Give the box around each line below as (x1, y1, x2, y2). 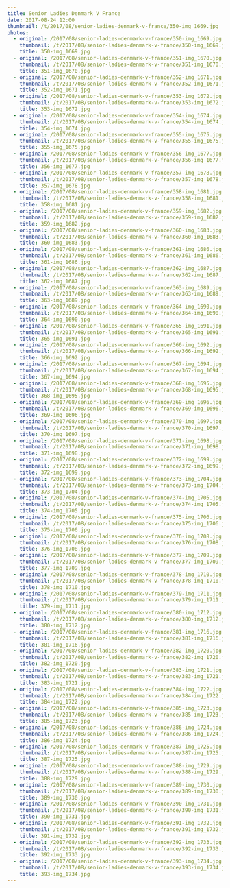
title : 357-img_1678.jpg (19, 182, 90, 189)
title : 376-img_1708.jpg (19, 546, 90, 553)
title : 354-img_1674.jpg (19, 125, 90, 132)
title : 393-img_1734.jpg (19, 871, 90, 878)
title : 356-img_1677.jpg (19, 163, 90, 170)
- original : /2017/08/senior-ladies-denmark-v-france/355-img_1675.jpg (13, 131, 222, 138)
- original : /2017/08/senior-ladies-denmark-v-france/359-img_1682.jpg (13, 208, 222, 215)
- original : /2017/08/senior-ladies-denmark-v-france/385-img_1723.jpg (13, 705, 222, 712)
